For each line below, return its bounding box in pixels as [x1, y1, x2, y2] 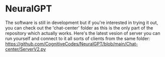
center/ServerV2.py [5, 46, 46, 52]
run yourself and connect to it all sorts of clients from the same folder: [5, 35, 150, 41]
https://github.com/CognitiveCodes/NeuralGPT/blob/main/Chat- [5, 40, 138, 46]
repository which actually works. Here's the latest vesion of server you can [5, 30, 160, 36]
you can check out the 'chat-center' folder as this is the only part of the [5, 24, 153, 30]
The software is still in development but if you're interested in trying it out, [5, 19, 158, 25]
